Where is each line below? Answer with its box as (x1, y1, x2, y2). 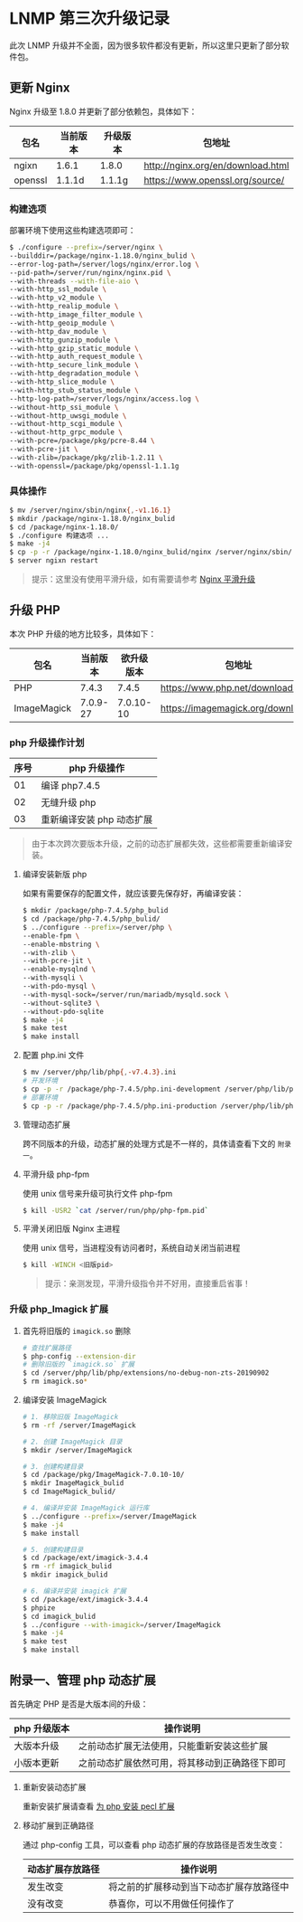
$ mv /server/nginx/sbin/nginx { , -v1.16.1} (9, 506, 171, 515)
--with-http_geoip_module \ (9, 318, 115, 327)
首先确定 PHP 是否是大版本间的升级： (9, 1698, 149, 1709)
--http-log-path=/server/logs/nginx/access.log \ (9, 394, 200, 403)
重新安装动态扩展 (22, 1781, 87, 1792)
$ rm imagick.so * (22, 1377, 88, 1387)
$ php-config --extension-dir (22, 1351, 137, 1361)
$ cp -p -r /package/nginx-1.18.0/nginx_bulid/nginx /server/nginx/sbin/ (9, 548, 293, 557)
